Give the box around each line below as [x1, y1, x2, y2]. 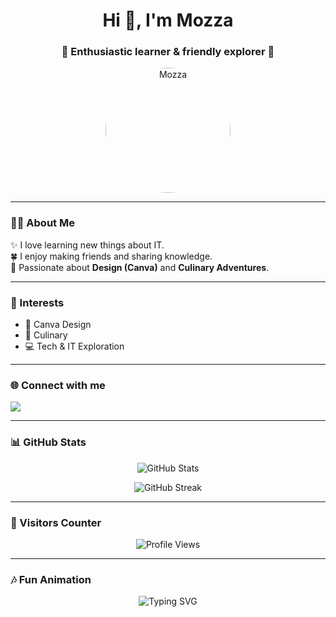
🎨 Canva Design [24, 319, 92, 331]
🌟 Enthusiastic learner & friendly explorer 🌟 [61, 45, 275, 59]
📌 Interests [10, 295, 65, 309]
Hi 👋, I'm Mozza [102, 9, 234, 32]
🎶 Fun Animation [10, 572, 92, 586]
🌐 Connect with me [10, 379, 106, 392]
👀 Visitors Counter [10, 515, 102, 529]
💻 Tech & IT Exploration [24, 340, 125, 353]
